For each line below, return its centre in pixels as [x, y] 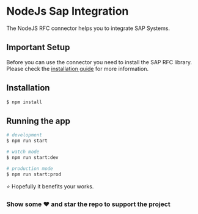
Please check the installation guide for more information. [78, 68]
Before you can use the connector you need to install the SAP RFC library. [99, 62]
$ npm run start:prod [34, 174]
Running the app [38, 121]
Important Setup [38, 47]
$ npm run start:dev [33, 157]
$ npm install [24, 102]
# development [24, 135]
